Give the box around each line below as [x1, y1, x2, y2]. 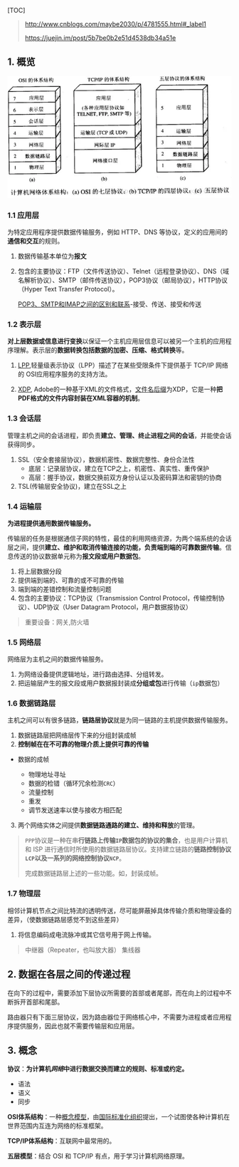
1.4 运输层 [7, 502, 42, 512]
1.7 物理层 [7, 888, 41, 898]
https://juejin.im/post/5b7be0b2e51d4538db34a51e [24, 33, 176, 42]
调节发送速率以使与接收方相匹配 [28, 806, 122, 814]
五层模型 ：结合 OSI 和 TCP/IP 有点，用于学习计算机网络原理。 [7, 1152, 188, 1161]
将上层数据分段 [17, 566, 62, 576]
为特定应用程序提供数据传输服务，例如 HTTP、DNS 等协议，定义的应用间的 [7, 228, 228, 236]
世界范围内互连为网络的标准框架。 [7, 1121, 107, 1130]
